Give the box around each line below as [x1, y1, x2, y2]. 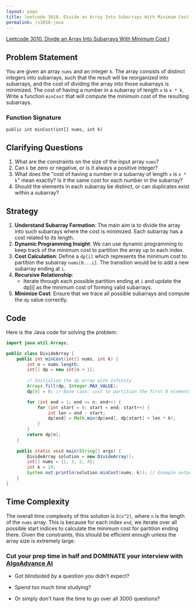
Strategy [6, 206, 38, 216]
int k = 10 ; [27, 464, 57, 471]
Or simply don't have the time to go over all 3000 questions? [14, 595, 160, 602]
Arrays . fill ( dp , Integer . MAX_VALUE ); [27, 384, 118, 389]
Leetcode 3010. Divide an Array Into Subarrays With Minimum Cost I [6, 36, 170, 43]
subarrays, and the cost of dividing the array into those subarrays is [6, 80, 169, 88]
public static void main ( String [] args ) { [16, 448, 121, 454]
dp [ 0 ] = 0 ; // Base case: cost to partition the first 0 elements [27, 388, 192, 395]
